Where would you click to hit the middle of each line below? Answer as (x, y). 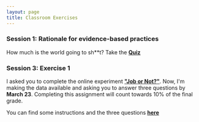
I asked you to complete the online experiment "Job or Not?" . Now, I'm (96, 81)
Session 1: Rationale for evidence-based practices (83, 39)
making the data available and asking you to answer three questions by (96, 88)
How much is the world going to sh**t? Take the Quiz (73, 52)
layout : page (23, 12)
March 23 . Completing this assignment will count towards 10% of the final (99, 95)
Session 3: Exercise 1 (38, 68)
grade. (15, 101)
